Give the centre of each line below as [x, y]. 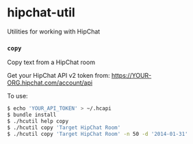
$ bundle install [32, 115]
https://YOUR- [131, 76]
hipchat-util [41, 13]
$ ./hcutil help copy [38, 121]
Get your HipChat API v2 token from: [59, 76]
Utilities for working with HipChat [54, 31]
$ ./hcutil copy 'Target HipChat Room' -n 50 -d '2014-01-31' [98, 134]
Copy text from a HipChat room [51, 62]
